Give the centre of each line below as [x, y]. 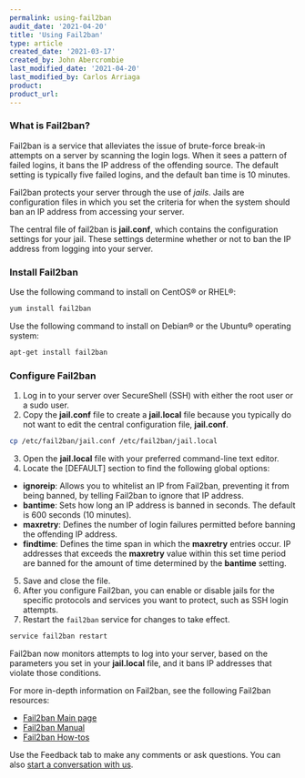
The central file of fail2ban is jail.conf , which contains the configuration [144, 229]
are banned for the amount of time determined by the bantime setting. [154, 563]
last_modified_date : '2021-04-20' [75, 69]
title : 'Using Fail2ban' [56, 35]
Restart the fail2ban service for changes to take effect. [126, 620]
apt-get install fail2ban [58, 352]
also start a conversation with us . [71, 764]
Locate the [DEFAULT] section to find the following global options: [146, 469]
